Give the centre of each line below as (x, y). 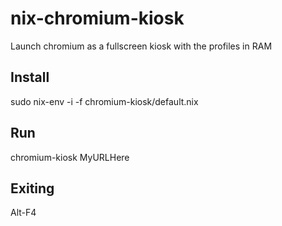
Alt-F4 (23, 213)
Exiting (32, 188)
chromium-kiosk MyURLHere (70, 157)
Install (30, 77)
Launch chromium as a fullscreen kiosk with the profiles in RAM (141, 46)
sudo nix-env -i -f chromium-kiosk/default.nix (104, 101)
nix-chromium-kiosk (97, 18)
